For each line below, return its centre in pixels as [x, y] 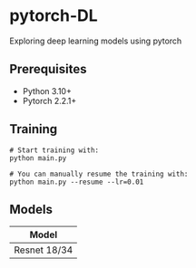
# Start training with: [54, 150]
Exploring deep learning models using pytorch [96, 41]
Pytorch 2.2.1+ [49, 100]
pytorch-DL [54, 16]
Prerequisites [48, 69]
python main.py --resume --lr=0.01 [77, 182]
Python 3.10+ [47, 91]
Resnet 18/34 [44, 250]
